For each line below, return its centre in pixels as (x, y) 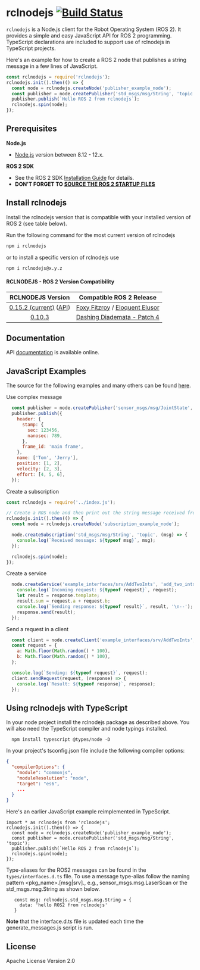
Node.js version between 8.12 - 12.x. (59, 154)
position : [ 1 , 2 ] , (40, 464)
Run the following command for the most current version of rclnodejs (91, 235)
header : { (29, 419)
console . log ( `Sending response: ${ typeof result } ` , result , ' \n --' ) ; (105, 606)
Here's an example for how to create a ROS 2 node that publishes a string (96, 60)
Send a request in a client (37, 629)
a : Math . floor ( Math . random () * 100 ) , (64, 651)
